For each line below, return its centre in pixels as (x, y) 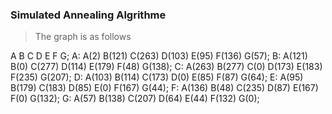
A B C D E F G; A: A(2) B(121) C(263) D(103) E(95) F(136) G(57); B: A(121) (159, 56)
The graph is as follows (83, 37)
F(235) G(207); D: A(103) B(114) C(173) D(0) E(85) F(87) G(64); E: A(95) (157, 77)
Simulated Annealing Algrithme (88, 15)
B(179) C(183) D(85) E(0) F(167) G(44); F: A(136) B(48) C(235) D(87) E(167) (164, 88)
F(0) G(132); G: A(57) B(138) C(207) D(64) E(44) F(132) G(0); (135, 99)
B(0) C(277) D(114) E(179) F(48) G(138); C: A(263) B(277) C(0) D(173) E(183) (166, 67)
